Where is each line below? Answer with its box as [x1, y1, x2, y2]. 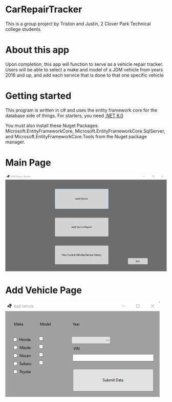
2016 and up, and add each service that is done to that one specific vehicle [5, 72, 164, 78]
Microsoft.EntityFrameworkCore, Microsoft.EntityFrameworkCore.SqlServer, [5, 127, 165, 134]
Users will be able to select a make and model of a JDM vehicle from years [5, 66, 163, 72]
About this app [5, 44, 70, 56]
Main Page [5, 157, 51, 168]
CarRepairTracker [5, 4, 82, 15]
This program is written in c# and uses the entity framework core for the [5, 107, 158, 113]
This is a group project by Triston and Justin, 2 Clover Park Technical [5, 21, 151, 27]
